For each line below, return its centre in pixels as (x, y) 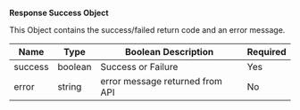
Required (267, 52)
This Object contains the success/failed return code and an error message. (147, 30)
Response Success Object (59, 13)
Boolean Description (169, 52)
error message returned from (162, 81)
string (70, 86)
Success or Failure (139, 67)
